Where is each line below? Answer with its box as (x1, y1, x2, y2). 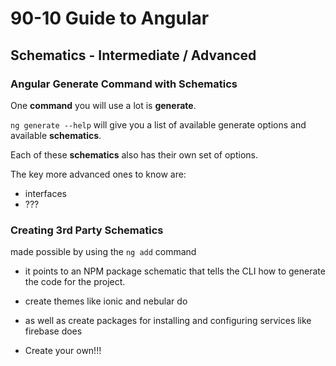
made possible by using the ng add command (10, 246, 197, 258)
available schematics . (10, 129, 102, 141)
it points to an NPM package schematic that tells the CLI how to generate (24, 265, 326, 277)
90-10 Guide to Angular (10, 7, 210, 30)
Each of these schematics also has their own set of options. (10, 148, 258, 161)
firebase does (24, 325, 83, 337)
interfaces (24, 187, 67, 199)
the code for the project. (24, 276, 126, 288)
